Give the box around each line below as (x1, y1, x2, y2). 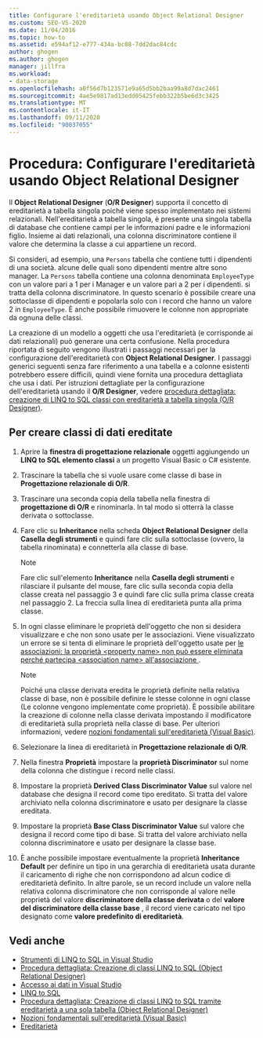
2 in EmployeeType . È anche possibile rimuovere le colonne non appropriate (9, 304, 249, 314)
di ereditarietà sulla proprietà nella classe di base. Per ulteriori (20, 718, 221, 728)
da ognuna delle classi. (9, 312, 84, 322)
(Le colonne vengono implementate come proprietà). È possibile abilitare (20, 702, 255, 711)
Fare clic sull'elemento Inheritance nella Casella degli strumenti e (20, 572, 235, 582)
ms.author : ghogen (9, 56, 69, 64)
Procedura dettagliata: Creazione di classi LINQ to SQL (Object (20, 963, 223, 973)
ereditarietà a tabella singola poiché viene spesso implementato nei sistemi (9, 206, 251, 215)
